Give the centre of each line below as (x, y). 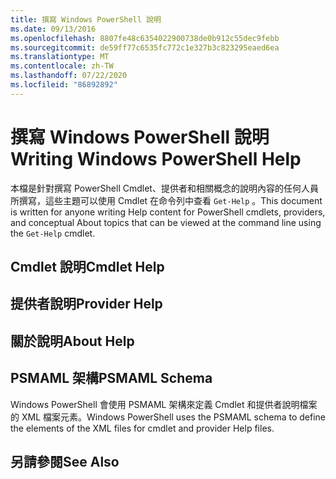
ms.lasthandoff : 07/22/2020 (69, 76)
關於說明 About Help (72, 341)
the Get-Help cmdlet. (53, 233)
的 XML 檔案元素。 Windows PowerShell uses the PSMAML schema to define (168, 417)
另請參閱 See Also (65, 462)
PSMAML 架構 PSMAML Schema (111, 378)
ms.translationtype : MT (60, 57)
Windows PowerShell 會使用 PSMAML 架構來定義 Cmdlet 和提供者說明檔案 (164, 404)
